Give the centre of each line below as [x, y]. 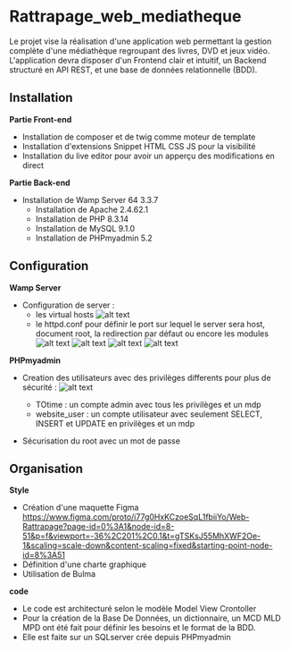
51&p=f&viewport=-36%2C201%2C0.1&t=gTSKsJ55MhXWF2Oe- [141, 536]
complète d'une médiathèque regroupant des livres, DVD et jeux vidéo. [140, 50]
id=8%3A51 [43, 555]
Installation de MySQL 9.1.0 [85, 228]
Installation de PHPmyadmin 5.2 [94, 238]
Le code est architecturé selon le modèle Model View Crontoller [139, 609]
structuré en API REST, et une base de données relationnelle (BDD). [133, 70]
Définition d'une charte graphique [84, 564]
